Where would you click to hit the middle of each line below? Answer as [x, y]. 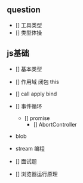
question [24, 10]
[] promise [37, 118]
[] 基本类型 [29, 69]
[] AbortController [55, 124]
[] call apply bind [36, 94]
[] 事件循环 [29, 106]
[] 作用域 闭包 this [37, 82]
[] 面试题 [26, 161]
